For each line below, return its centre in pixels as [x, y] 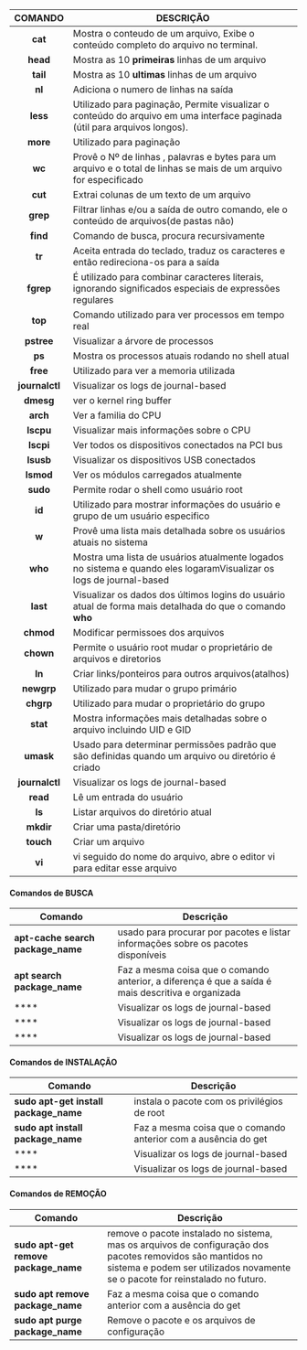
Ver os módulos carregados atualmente [157, 475]
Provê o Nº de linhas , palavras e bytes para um [175, 157]
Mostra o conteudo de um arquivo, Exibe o [164, 33]
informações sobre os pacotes [183, 944]
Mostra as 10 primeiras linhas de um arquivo [169, 60]
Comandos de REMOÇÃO [58, 1194]
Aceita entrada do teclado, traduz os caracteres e [179, 251]
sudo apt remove [52, 1293]
